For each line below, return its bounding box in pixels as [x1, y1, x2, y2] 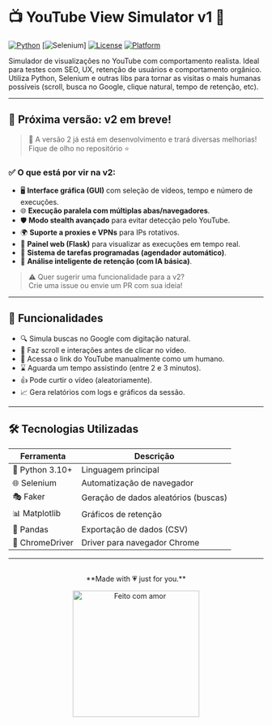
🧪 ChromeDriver [12, 536, 74, 548]
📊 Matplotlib [12, 507, 62, 519]
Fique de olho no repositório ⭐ [28, 143, 130, 153]
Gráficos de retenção [81, 509, 162, 520]
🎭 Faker [12, 490, 46, 502]
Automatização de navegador [81, 477, 194, 488]
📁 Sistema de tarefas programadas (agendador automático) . [19, 248, 227, 257]
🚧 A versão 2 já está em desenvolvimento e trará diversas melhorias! [28, 134, 257, 144]
